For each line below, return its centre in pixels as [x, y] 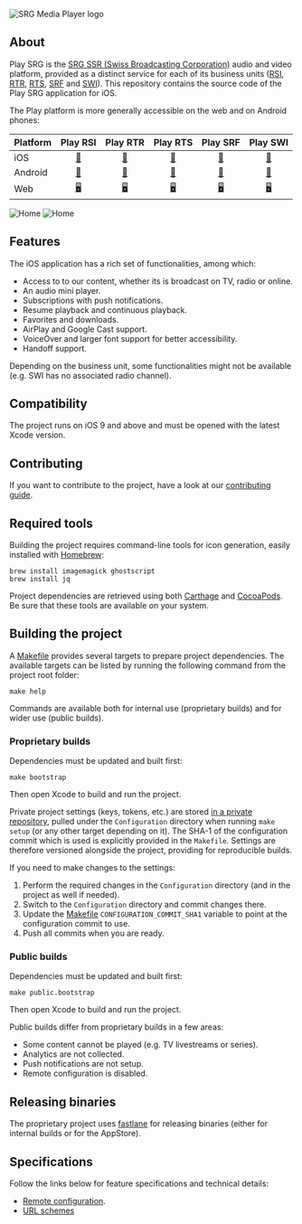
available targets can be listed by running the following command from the [148, 665]
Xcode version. [38, 435]
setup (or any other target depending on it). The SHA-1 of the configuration [149, 831]
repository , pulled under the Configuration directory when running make [142, 822]
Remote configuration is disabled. [85, 1073]
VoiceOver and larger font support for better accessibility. [130, 338]
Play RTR [125, 142]
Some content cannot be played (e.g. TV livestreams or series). [140, 1045]
